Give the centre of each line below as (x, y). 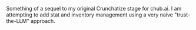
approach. (43, 21)
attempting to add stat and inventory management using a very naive (90, 15)
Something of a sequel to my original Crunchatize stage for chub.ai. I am (94, 9)
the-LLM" (18, 21)
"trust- (182, 15)
